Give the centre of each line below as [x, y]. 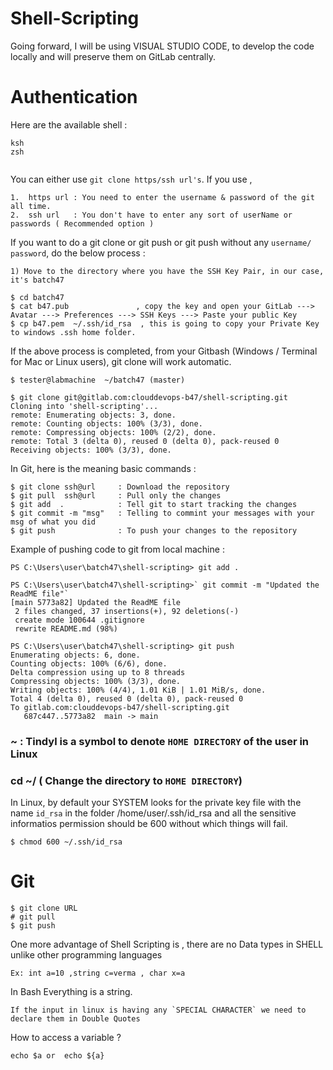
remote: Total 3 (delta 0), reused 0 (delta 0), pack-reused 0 [145, 441]
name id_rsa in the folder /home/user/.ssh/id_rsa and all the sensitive [153, 813]
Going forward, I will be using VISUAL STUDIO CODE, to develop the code [162, 46]
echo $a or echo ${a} [57, 1056]
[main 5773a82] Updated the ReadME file [96, 602]
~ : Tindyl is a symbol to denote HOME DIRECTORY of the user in [160, 741]
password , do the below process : [78, 253]
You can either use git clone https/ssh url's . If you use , [131, 179]
